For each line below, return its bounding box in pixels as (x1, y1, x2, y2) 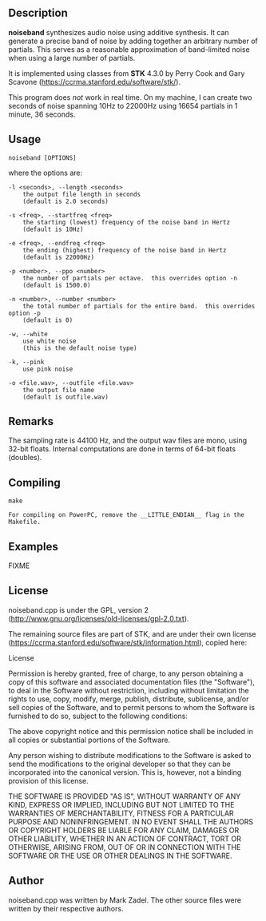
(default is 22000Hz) (22, 253, 94, 261)
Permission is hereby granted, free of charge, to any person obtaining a (8, 669, 244, 678)
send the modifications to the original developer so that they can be (8, 759, 232, 768)
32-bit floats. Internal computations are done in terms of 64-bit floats (8, 444, 236, 454)
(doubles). (8, 453, 42, 462)
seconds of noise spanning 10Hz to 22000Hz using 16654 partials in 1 (8, 101, 238, 110)
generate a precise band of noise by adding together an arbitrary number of (8, 36, 258, 46)
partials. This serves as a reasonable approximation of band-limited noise (8, 44, 250, 54)
